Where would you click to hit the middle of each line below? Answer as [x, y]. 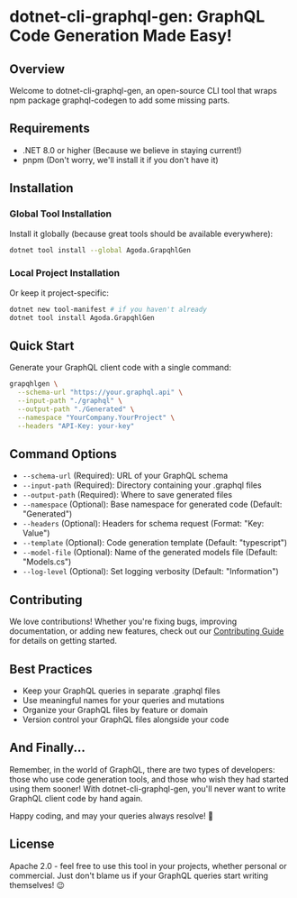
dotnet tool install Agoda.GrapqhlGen [82, 317]
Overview [37, 69]
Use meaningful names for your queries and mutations [123, 700]
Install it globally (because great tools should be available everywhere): [141, 234]
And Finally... [47, 748]
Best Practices [51, 669]
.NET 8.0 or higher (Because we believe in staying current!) [132, 150]
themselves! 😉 [37, 884]
